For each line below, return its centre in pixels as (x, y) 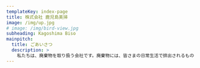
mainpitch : (20, 39)
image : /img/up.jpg (30, 22)
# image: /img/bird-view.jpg (42, 28)
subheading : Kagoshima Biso (41, 34)
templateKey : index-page (37, 12)
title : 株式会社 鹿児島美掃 (37, 17)
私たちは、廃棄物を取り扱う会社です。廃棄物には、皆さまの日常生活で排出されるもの (106, 56)
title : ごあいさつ (32, 45)
